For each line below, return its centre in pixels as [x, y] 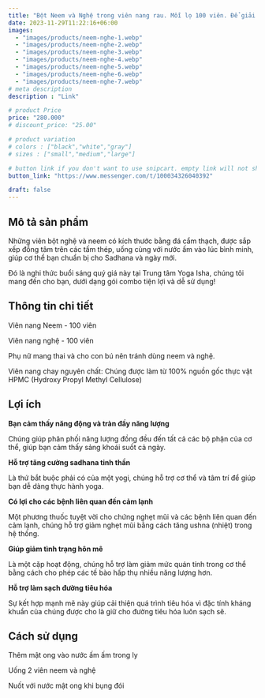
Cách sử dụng [43, 636]
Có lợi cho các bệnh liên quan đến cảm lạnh [81, 501]
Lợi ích [25, 405]
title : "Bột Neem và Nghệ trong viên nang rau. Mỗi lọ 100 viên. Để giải [132, 15]
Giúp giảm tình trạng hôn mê [56, 549]
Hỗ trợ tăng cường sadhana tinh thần [69, 462]
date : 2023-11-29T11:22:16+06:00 [63, 23]
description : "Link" [44, 96]
